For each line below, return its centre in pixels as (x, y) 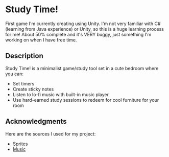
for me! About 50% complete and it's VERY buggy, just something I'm (78, 34)
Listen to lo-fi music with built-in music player (61, 94)
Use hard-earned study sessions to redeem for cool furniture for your (86, 100)
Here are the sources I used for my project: (51, 133)
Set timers (23, 83)
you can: (15, 74)
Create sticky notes (33, 89)
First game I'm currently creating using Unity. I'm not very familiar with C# (83, 24)
